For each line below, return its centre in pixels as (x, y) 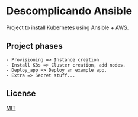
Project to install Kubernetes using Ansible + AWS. (68, 27)
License (21, 94)
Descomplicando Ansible (69, 11)
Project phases (35, 46)
